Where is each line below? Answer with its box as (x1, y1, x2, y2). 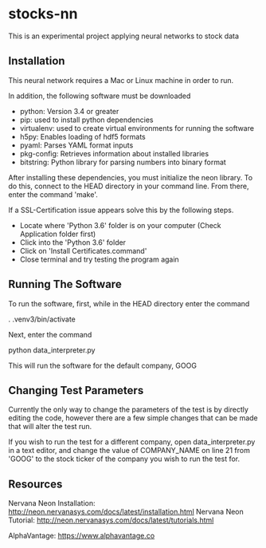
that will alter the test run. (8, 422, 92, 432)
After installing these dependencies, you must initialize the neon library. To (8, 172, 253, 182)
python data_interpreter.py (8, 345, 96, 355)
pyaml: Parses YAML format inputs (19, 140, 134, 150)
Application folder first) (19, 229, 96, 239)
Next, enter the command (8, 329, 92, 339)
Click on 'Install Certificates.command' (19, 246, 147, 255)
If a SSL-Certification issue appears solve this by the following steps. (8, 205, 234, 215)
